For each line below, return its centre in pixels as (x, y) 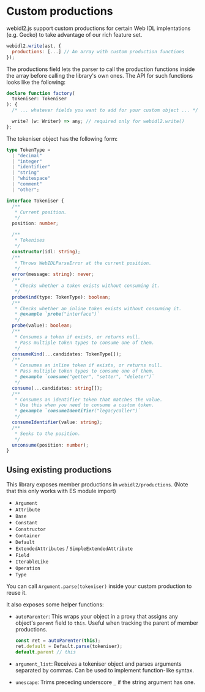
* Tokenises (30, 240)
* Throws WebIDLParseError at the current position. (83, 263)
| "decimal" (27, 155)
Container (28, 536)
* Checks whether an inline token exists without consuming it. (98, 308)
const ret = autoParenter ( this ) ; (58, 641)
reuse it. (17, 593)
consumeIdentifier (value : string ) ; (57, 422)
